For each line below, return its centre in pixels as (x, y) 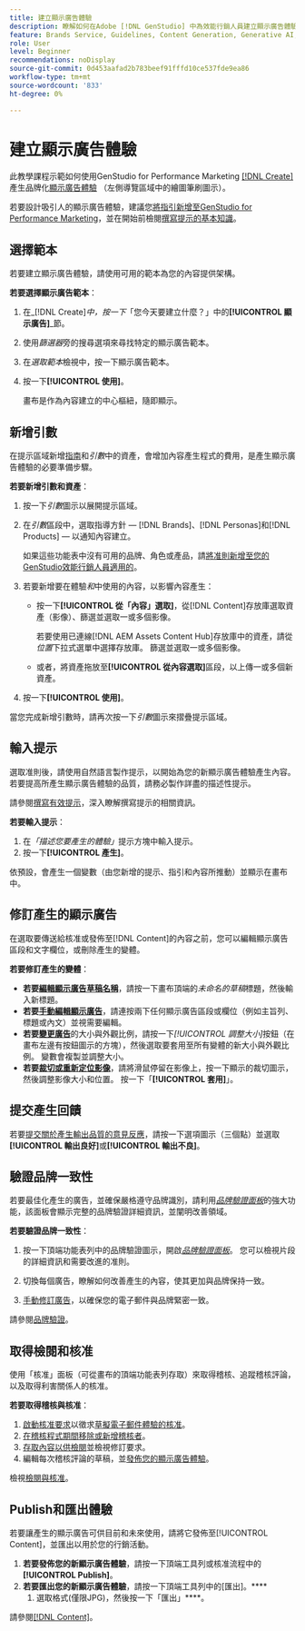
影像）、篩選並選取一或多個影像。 (114, 617)
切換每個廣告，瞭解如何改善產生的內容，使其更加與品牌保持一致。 (146, 1281)
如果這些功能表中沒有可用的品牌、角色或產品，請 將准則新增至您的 (146, 556)
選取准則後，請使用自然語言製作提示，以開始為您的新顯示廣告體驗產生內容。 (152, 771)
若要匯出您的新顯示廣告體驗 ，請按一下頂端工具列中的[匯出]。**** (145, 1586)
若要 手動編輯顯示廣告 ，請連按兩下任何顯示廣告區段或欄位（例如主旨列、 (157, 1010)
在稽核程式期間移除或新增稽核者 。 (86, 1436)
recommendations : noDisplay (63, 60)
